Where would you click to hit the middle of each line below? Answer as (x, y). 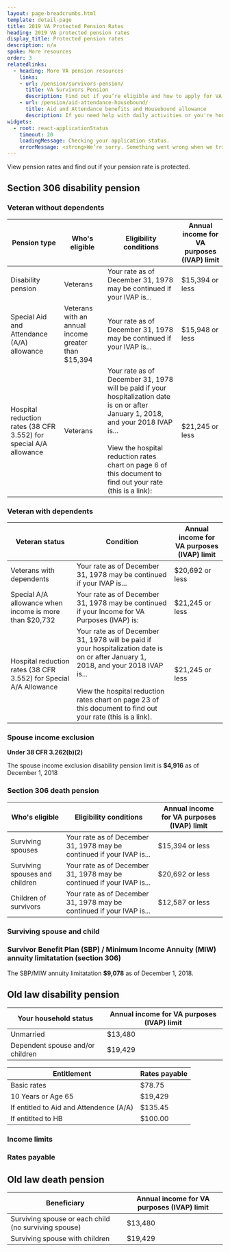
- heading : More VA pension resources (69, 71)
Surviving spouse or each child (61, 1219)
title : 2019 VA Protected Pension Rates (66, 26)
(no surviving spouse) (46, 1227)
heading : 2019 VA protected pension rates (68, 33)
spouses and (31, 874)
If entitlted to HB (37, 1118)
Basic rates (28, 1085)
